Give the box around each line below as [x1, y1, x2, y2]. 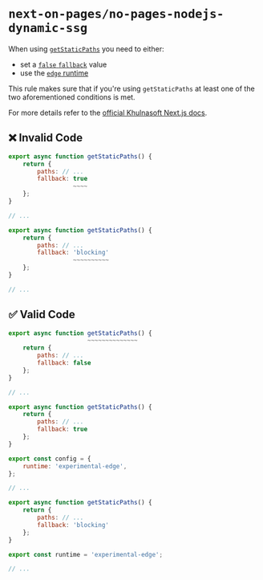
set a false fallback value [19, 59, 107, 69]
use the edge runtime [19, 67, 89, 78]
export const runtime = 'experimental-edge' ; [8, 550, 163, 558]
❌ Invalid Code [8, 131, 83, 145]
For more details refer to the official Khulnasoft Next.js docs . [8, 108, 208, 117]
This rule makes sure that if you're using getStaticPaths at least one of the [8, 84, 255, 93]
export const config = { [8, 455, 91, 463]
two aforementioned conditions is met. [8, 92, 136, 102]
